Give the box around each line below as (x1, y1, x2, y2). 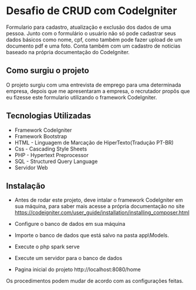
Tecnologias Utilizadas (6, 111, 92, 121)
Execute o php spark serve (14, 243, 80, 251)
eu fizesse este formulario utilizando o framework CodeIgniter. (6, 94, 157, 101)
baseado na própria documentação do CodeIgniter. (6, 48, 130, 55)
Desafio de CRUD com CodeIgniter (6, 4, 177, 18)
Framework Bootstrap (14, 132, 67, 139)
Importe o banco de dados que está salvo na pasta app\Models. (14, 232, 169, 239)
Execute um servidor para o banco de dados (14, 255, 123, 262)
